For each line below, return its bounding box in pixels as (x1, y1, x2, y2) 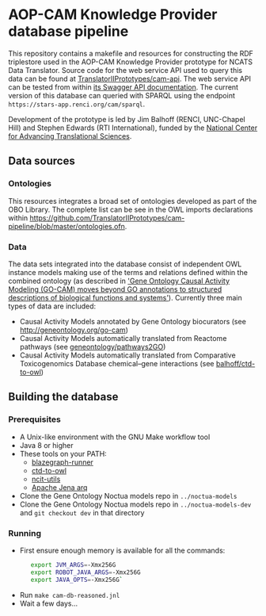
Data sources (8, 155, 75, 168)
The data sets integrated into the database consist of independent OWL (8, 259, 242, 269)
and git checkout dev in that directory (19, 507, 145, 517)
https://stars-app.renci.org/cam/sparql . (8, 99, 146, 109)
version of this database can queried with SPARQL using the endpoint (8, 90, 235, 100)
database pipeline (8, 22, 129, 40)
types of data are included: (8, 301, 97, 311)
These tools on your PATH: (19, 449, 107, 458)
